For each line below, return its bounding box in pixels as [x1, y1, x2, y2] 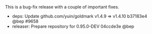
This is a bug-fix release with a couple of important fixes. [5, 4, 119, 10]
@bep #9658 [12, 19, 39, 24]
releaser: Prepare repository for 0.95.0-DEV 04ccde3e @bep [12, 23, 135, 29]
